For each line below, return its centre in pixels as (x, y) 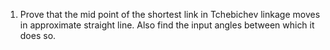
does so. (38, 35)
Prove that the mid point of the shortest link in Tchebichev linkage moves (170, 14)
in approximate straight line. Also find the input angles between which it (167, 25)
